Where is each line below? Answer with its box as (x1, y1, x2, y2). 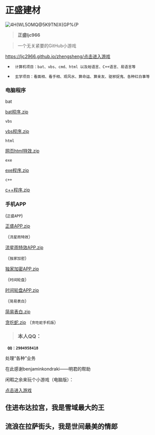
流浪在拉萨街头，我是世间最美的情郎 (5, 422, 118, 430)
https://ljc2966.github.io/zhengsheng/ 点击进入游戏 (5, 53, 111, 59)
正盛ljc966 (17, 32, 40, 38)
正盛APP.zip (5, 223, 30, 229)
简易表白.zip (5, 308, 31, 315)
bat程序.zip (5, 109, 29, 115)
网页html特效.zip (5, 148, 40, 154)
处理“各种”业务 (5, 355, 36, 361)
